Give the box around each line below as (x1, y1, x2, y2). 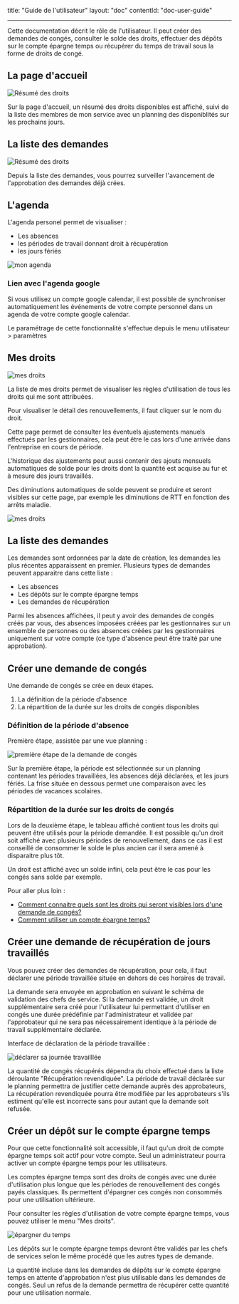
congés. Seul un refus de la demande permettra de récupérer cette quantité (7, 1281, 230, 1290)
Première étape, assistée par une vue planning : (7, 736, 147, 745)
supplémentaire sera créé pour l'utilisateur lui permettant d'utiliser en (7, 1002, 210, 1011)
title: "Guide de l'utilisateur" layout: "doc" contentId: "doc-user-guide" (7, 6, 213, 14)
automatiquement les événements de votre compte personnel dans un (7, 302, 213, 311)
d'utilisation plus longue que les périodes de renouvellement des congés (7, 1180, 221, 1189)
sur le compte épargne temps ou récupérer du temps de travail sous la (7, 42, 214, 50)
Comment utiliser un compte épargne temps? (17, 915, 151, 924)
